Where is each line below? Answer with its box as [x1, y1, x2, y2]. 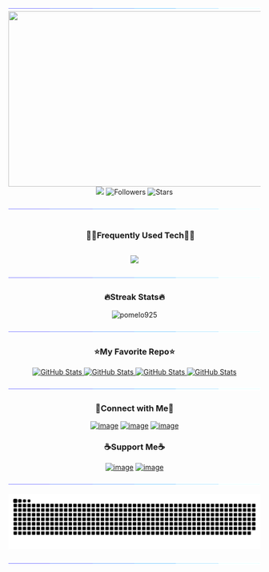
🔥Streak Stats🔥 [103, 291, 166, 302]
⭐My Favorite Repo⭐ [94, 346, 175, 357]
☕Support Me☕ [103, 441, 166, 452]
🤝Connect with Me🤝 [94, 403, 175, 414]
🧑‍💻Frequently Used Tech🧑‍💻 [86, 229, 195, 241]
